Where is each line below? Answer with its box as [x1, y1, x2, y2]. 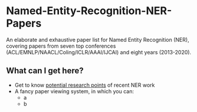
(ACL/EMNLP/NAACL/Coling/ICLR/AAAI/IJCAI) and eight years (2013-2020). [6, 48, 192, 55]
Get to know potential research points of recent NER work [14, 81, 155, 88]
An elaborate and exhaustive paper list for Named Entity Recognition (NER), [6, 36, 190, 43]
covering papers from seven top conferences [6, 42, 116, 50]
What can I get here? [6, 66, 84, 76]
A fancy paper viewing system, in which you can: [14, 87, 134, 95]
